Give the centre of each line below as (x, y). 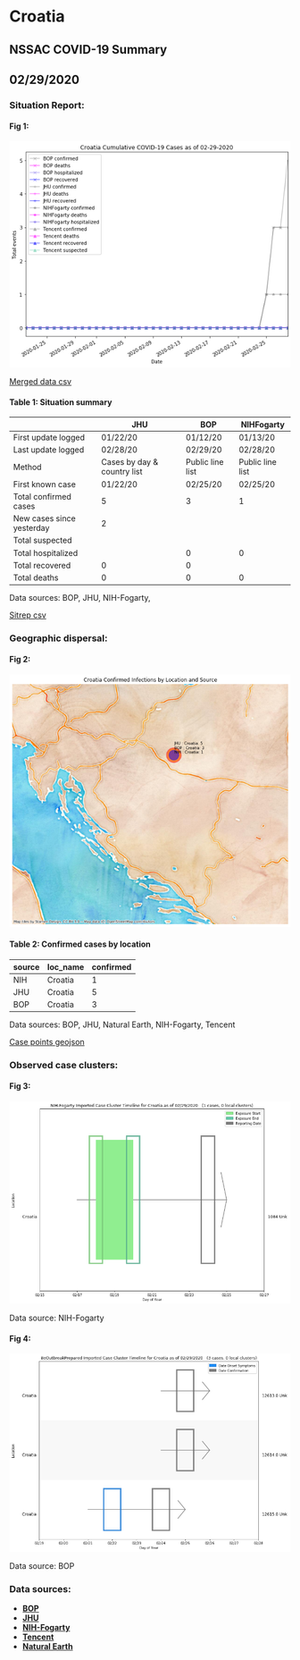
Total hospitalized (46, 552)
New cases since (44, 518)
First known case (44, 484)
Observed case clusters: (64, 1065)
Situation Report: (47, 105)
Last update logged (49, 450)
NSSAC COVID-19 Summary (88, 50)
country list (122, 472)
